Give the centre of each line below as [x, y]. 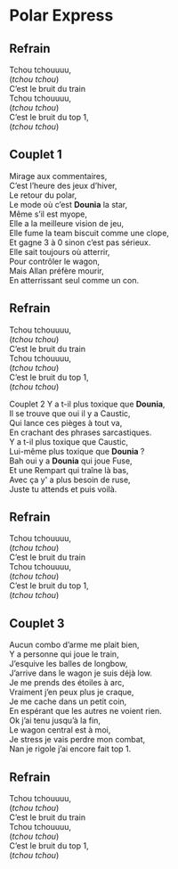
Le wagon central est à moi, [60, 730]
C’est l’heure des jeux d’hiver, [63, 185]
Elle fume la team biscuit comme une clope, [89, 233]
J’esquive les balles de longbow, [69, 664]
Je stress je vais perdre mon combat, [77, 740]
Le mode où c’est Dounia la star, [68, 204]
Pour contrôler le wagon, [55, 261]
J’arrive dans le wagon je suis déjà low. [81, 673]
